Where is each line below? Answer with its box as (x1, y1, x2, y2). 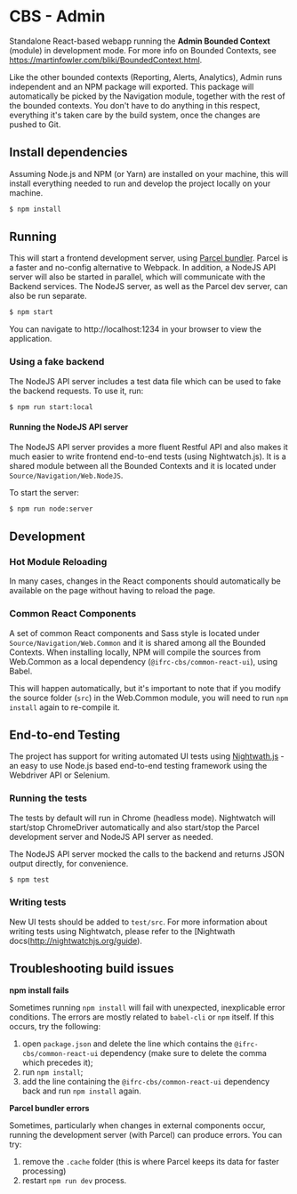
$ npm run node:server (9, 504, 93, 513)
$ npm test (9, 875, 50, 884)
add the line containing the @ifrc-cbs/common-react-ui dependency (21, 1076, 270, 1086)
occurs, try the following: (9, 1021, 100, 1031)
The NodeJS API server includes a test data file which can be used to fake (9, 375, 282, 386)
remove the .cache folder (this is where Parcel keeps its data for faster (21, 1156, 280, 1166)
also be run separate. (9, 291, 87, 302)
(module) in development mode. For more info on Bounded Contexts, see (9, 44, 277, 55)
